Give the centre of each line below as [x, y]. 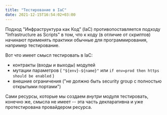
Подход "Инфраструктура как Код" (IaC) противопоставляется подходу [83, 29]
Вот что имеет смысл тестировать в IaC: [49, 55]
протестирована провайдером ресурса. [49, 107]
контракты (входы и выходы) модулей [54, 65]
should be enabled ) [33, 75]
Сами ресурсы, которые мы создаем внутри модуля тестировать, [77, 96]
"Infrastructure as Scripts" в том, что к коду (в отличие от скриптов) [78, 34]
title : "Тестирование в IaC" [36, 10]
